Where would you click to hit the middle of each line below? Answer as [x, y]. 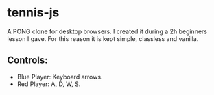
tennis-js [33, 13]
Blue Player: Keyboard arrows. [60, 77]
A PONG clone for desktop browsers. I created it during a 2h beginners [107, 31]
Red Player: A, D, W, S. [49, 84]
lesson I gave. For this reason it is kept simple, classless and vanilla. [103, 38]
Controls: [27, 60]
